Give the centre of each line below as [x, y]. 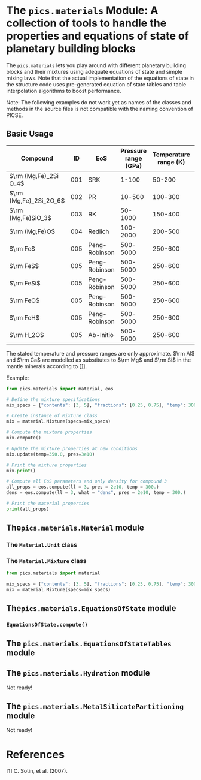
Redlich [99, 231]
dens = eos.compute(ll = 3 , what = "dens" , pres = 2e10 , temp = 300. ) [96, 493]
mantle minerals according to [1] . [47, 366]
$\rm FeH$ [25, 317]
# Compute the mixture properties [49, 432]
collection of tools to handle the [86, 23]
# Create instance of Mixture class [52, 416]
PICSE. [15, 115]
